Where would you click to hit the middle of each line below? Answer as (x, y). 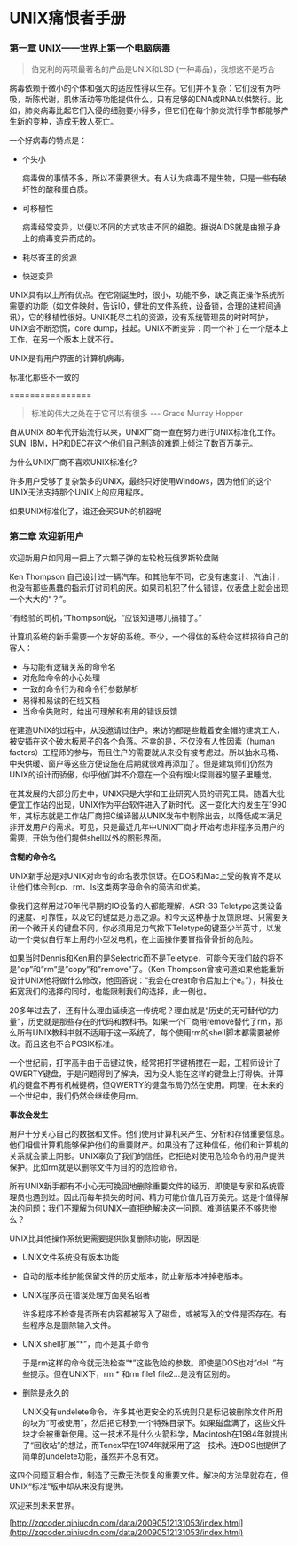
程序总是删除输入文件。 (73, 1325)
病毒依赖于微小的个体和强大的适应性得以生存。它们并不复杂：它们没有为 (141, 88)
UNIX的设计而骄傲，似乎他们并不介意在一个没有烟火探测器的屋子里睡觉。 (143, 774)
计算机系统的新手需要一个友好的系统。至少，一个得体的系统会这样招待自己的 (149, 636)
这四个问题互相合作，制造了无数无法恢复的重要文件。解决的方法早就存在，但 (149, 1475)
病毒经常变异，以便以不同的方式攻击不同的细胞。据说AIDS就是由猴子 (148, 227)
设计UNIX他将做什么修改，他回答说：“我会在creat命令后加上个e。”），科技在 (146, 980)
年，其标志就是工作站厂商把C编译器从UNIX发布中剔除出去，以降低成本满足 (146, 816)
